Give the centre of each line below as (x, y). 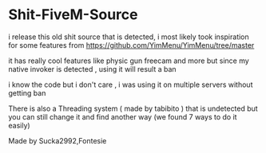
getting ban (27, 92)
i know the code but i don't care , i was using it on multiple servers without (131, 84)
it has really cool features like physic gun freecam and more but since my (129, 61)
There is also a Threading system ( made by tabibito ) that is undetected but (133, 108)
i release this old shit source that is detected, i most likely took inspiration (129, 37)
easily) (19, 125)
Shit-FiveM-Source (73, 15)
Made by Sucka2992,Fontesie (58, 140)
